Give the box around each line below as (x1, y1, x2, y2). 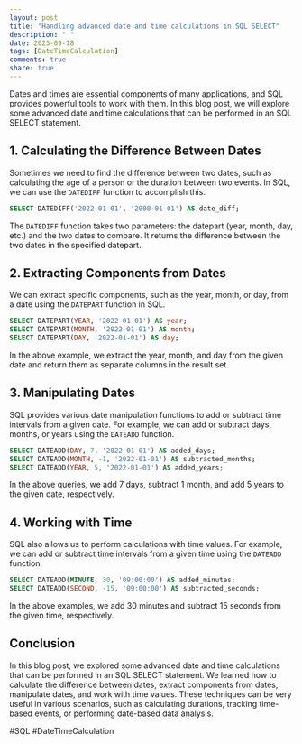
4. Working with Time (9, 515, 133, 530)
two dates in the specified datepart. (9, 239, 142, 250)
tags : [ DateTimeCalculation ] (9, 47, 119, 56)
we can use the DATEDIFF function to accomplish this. (9, 186, 206, 197)
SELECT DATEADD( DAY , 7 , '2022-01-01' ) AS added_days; (9, 446, 216, 455)
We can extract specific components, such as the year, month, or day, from (9, 290, 289, 301)
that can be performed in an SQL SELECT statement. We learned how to (9, 669, 277, 680)
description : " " (9, 30, 75, 39)
